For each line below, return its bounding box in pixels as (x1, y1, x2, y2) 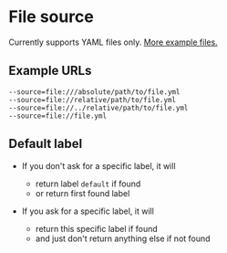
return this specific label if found (35, 223, 159, 234)
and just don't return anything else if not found (35, 233, 211, 244)
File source (8, 6, 95, 27)
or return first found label (35, 187, 130, 198)
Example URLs (8, 63, 92, 79)
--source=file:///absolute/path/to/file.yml (8, 87, 181, 97)
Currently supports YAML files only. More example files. (8, 37, 218, 47)
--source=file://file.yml (8, 111, 107, 121)
